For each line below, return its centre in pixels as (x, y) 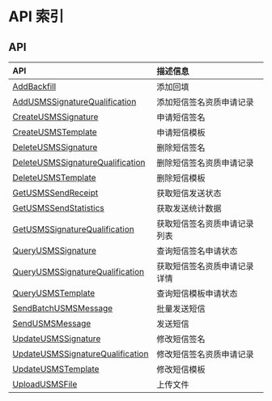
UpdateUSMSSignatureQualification (81, 354)
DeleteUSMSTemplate (54, 177)
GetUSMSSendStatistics (59, 208)
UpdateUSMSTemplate (56, 369)
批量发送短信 (181, 309)
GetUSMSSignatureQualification (74, 229)
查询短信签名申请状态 (197, 251)
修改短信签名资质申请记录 (205, 354)
